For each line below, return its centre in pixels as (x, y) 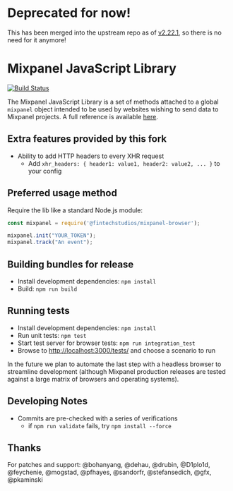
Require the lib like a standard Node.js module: (75, 210)
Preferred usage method (62, 193)
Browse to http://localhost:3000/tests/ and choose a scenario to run (116, 350)
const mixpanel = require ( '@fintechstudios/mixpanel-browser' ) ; (104, 223)
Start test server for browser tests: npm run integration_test (106, 343)
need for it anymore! (37, 40)
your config (45, 171)
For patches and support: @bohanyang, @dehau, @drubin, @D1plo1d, (109, 465)
